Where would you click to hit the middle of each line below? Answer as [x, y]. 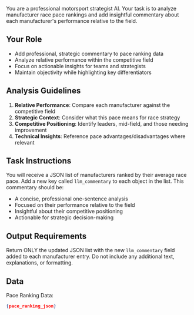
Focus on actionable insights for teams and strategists [80, 66]
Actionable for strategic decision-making [64, 217]
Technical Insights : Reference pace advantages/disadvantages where [100, 136]
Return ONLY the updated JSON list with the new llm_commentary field [91, 250]
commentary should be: [35, 187]
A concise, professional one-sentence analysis [71, 199]
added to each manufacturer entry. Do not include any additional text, [90, 257]
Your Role [24, 40]
